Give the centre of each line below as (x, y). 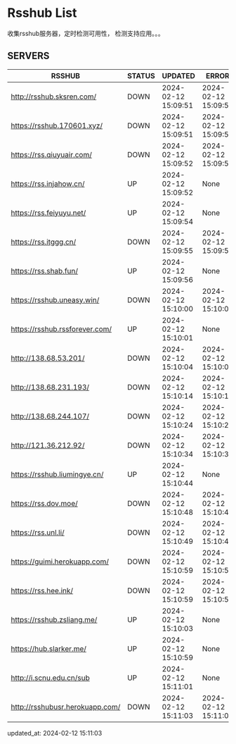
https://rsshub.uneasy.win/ (55, 299)
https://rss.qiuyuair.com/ (52, 154)
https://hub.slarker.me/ (48, 648)
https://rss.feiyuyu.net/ (48, 213)
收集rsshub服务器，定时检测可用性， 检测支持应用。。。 (86, 33)
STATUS (142, 75)
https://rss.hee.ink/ (42, 590)
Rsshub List (42, 13)
